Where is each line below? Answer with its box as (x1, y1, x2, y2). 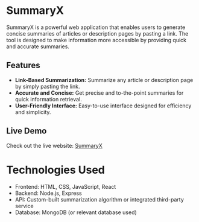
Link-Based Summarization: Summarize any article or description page (14, 76, 194, 83)
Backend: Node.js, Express (14, 189, 83, 197)
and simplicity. (14, 108, 51, 115)
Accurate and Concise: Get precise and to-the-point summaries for (14, 89, 184, 97)
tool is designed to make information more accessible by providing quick (6, 36, 187, 43)
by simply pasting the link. (14, 83, 80, 90)
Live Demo (6, 126, 47, 136)
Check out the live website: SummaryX (6, 142, 103, 149)
